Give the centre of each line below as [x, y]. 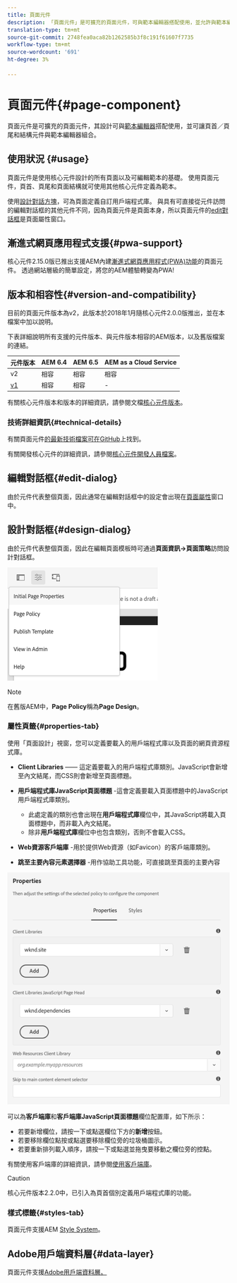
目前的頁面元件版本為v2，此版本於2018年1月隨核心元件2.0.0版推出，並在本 [116, 313]
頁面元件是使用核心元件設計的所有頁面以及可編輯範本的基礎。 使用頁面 [110, 177]
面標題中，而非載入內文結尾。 [71, 823]
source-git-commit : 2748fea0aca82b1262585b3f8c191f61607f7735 [101, 37]
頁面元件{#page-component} [94, 105]
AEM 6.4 [54, 363]
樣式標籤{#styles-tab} [46, 1212]
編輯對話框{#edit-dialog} [62, 479]
